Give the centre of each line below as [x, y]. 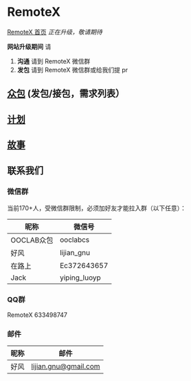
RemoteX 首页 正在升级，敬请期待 [55, 32]
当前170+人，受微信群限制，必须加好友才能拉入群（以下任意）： [97, 208]
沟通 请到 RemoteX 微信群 [54, 61]
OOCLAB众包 [32, 240]
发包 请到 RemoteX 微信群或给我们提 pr [72, 70]
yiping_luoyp [80, 278]
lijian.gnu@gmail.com [66, 367]
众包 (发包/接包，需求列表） [66, 94]
